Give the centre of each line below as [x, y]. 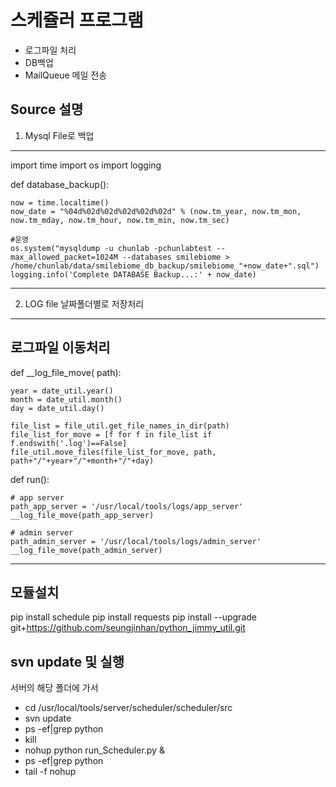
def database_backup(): [60, 184]
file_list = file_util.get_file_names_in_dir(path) [120, 426]
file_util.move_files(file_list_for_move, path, [113, 452]
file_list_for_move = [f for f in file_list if [111, 434]
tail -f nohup [50, 772]
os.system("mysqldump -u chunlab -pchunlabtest [111, 248]
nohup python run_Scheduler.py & [94, 750]
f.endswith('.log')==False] [69, 443]
